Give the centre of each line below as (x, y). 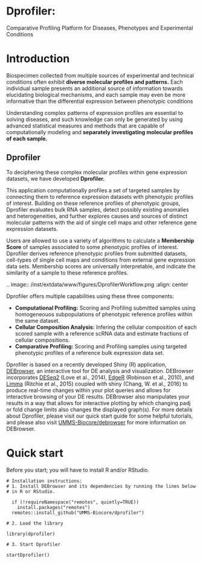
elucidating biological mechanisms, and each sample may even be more (96, 94)
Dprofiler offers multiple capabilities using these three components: (90, 296)
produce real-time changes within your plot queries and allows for (89, 390)
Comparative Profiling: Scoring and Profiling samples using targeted (101, 346)
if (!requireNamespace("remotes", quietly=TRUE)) (75, 502)
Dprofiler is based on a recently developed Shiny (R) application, (87, 365)
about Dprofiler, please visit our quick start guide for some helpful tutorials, (100, 416)
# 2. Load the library (35, 523)
